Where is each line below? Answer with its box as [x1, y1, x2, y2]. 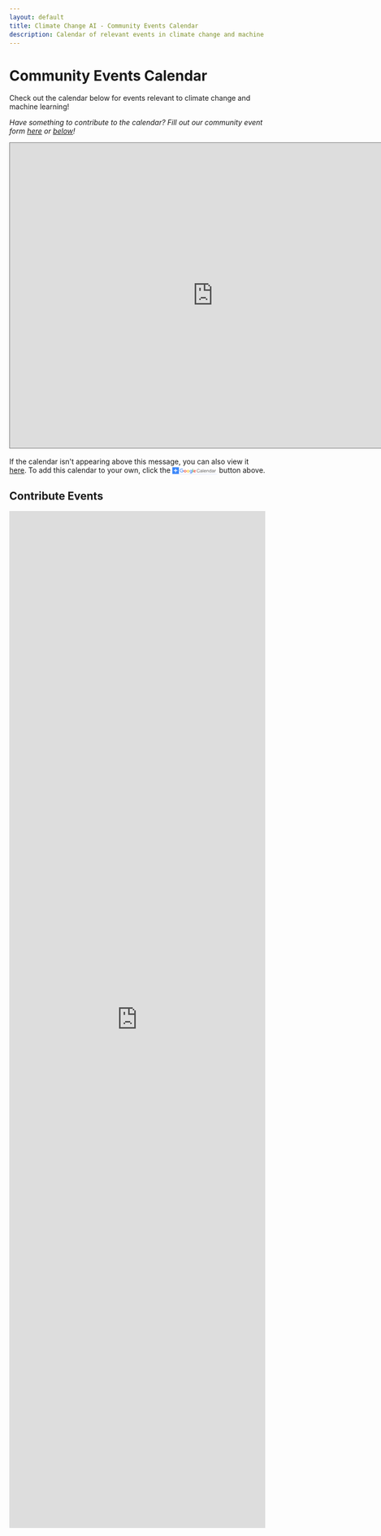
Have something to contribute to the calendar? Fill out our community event [9, 118, 263, 128]
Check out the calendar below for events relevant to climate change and [9, 94, 251, 103]
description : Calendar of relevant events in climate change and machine [9, 30, 265, 38]
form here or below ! [9, 126, 76, 136]
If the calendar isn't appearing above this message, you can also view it [9, 456, 249, 467]
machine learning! [9, 102, 70, 111]
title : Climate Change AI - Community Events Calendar [9, 21, 199, 30]
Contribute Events [9, 489, 104, 503]
